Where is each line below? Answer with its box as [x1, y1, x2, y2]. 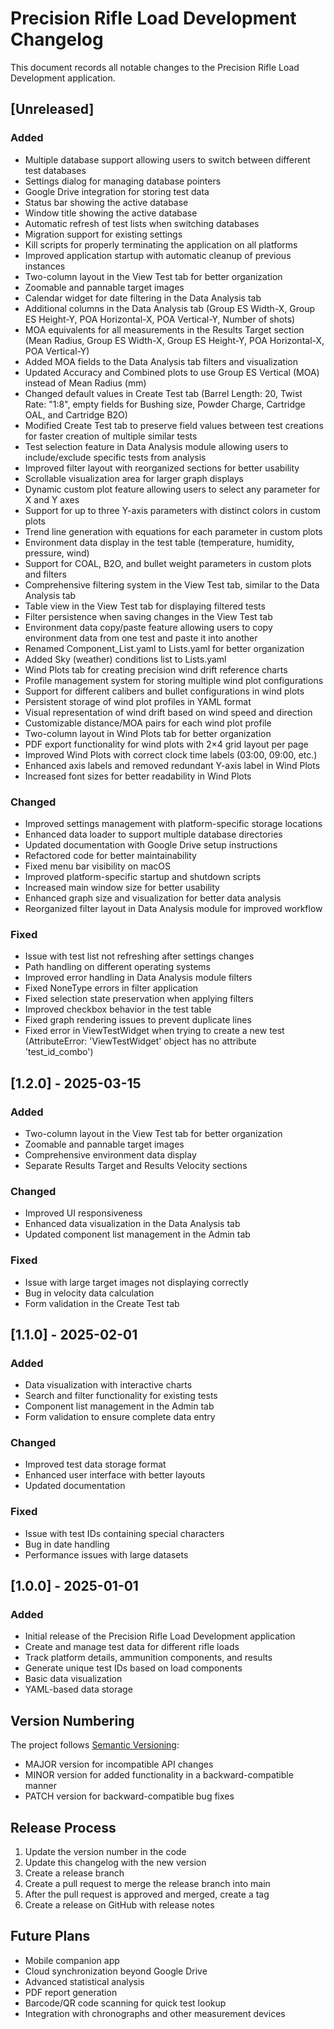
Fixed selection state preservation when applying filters [24, 993, 254, 1005]
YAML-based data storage [24, 1683, 133, 1696]
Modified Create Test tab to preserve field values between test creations [24, 419, 324, 431]
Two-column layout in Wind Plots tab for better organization [24, 727, 272, 739]
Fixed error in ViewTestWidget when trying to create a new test [24, 1025, 285, 1037]
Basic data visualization [24, 1673, 123, 1685]
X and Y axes [24, 493, 80, 506]
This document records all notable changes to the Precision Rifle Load [10, 61, 300, 73]
